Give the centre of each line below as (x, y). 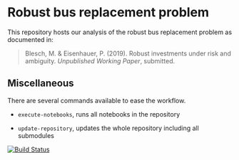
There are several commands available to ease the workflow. (97, 100)
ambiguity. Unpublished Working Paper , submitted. (100, 60)
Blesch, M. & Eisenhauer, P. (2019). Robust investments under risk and (128, 53)
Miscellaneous (41, 84)
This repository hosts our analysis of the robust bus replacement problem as (120, 32)
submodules (36, 135)
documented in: (30, 39)
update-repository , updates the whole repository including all (108, 128)
